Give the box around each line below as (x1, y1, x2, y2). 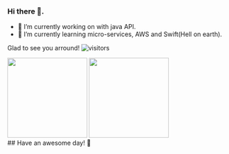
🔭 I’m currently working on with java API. (17, 23, 136, 31)
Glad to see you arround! (7, 44, 80, 53)
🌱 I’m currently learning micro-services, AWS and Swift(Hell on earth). (17, 30, 223, 38)
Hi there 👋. (7, 6, 45, 16)
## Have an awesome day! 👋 (7, 138, 91, 148)
